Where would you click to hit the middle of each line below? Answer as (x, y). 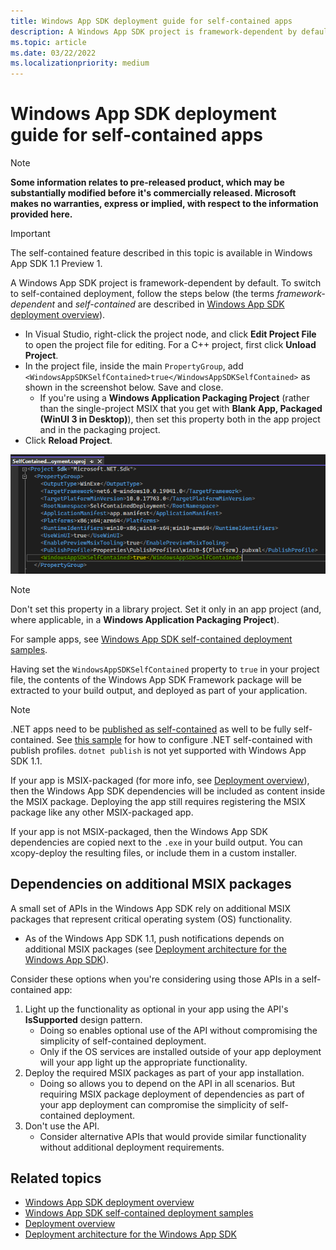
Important (30, 234)
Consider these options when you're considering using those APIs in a (155, 979)
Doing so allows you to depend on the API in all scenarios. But (167, 1083)
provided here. (41, 214)
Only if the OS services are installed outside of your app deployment (180, 1051)
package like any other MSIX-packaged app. (102, 812)
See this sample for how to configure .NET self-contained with (184, 739)
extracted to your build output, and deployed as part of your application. (159, 690)
